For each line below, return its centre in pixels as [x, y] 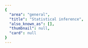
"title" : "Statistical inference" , [47, 19]
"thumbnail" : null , [30, 28]
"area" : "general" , [30, 14]
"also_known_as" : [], [32, 24]
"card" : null [23, 33]
